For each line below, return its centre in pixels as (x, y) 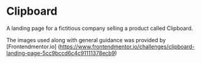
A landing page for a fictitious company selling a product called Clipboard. (100, 28)
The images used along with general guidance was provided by (86, 40)
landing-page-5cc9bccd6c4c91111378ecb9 (61, 53)
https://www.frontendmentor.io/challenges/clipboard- (127, 46)
